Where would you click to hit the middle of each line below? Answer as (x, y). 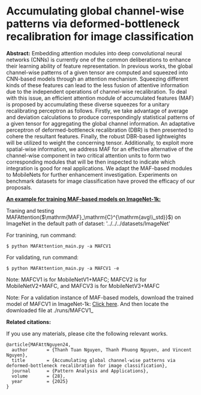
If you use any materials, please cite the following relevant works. (87, 333)
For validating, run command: (43, 257)
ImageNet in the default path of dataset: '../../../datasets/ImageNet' (88, 223)
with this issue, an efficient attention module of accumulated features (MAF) (100, 98)
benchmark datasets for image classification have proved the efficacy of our (100, 181)
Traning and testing (30, 210)
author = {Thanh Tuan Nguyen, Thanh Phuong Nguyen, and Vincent (102, 350)
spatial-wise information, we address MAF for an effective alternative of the (100, 149)
